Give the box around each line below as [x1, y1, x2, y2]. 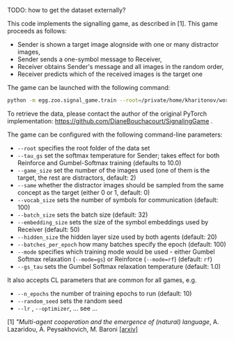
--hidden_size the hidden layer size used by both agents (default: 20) [17, 233, 217, 241]
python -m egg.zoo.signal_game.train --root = [7, 97, 141, 104]
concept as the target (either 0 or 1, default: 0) [17, 188, 150, 196]
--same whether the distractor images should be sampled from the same [17, 180, 224, 189]
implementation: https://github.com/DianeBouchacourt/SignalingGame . [7, 116, 213, 125]
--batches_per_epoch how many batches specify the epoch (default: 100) [17, 240, 226, 248]
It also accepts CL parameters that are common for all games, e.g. [7, 275, 197, 284]
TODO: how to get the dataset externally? [7, 6, 126, 14]
